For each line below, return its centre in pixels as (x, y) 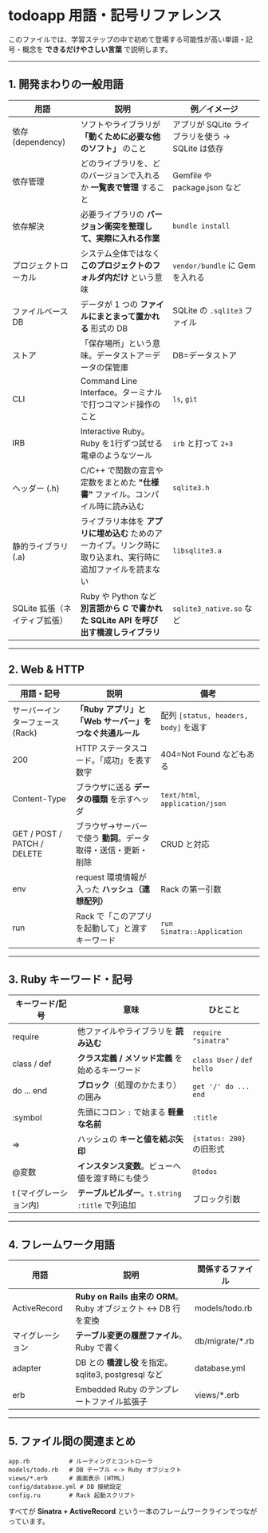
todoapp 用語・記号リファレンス (115, 16)
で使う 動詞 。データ (112, 838)
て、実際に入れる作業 (120, 238)
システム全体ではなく (120, 254)
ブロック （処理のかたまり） (129, 1085)
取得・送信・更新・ (112, 850)
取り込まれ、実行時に (120, 557)
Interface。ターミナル (121, 392)
